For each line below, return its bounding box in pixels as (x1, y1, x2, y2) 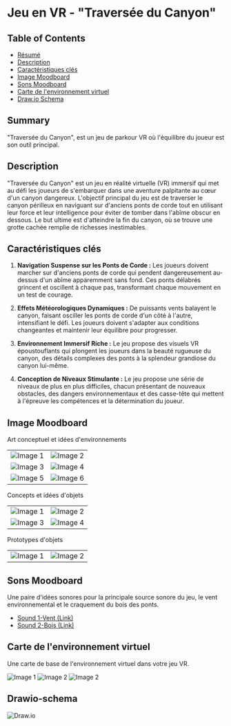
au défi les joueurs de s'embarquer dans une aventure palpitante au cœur (7, 186, 217, 194)
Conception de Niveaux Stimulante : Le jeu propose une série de (17, 375, 204, 383)
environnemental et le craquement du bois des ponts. (7, 600, 159, 609)
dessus (17, 276, 38, 284)
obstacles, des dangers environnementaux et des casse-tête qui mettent (17, 389, 224, 398)
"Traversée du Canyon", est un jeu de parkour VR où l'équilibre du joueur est (7, 133, 225, 141)
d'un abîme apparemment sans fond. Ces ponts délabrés (39, 276, 201, 284)
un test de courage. (17, 290, 74, 299)
